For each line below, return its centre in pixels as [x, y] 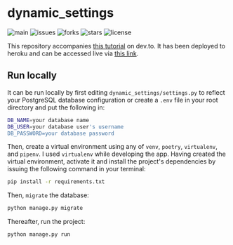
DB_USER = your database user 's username [66, 127]
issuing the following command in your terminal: [76, 169]
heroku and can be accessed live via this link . [73, 53]
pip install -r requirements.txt [56, 182]
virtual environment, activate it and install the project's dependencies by [112, 161]
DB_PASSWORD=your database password [61, 133]
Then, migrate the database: [48, 195]
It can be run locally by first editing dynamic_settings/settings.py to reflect [116, 92]
